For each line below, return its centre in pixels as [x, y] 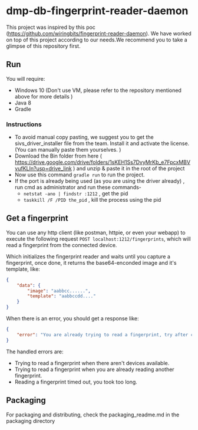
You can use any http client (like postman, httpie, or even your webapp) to [96, 232]
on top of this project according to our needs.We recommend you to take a [97, 40]
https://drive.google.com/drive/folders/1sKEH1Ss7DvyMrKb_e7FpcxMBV [102, 162]
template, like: [23, 269]
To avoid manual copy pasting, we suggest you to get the [84, 137]
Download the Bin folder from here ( [58, 156]
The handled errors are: [35, 352]
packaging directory [31, 421]
